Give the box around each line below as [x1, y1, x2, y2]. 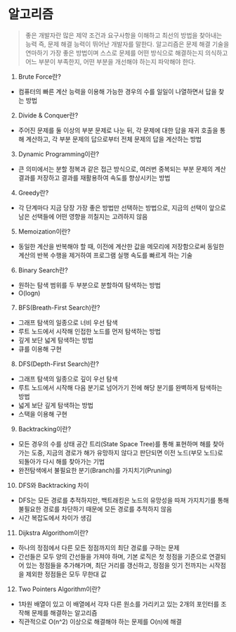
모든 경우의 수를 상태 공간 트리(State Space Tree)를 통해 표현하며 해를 [18, 439, 211, 448]
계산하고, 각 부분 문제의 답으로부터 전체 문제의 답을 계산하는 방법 [25, 134, 202, 143]
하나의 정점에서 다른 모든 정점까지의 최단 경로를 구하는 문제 [18, 543, 180, 552]
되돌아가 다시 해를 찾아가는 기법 [18, 457, 105, 465]
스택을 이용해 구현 [18, 410, 67, 418]
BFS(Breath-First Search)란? [18, 303, 100, 312]
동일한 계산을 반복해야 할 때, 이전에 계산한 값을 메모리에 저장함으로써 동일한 [18, 242, 225, 251]
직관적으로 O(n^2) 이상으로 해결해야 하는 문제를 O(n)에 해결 [18, 617, 182, 626]
